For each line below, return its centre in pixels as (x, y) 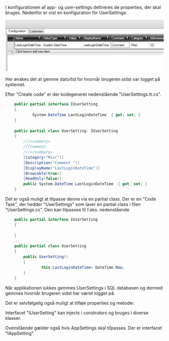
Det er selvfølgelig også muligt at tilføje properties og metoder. (70, 303)
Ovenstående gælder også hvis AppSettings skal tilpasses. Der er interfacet (84, 328)
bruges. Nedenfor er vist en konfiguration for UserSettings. (66, 13)
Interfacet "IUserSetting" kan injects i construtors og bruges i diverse (77, 313)
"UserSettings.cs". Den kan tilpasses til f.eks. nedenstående (67, 210)
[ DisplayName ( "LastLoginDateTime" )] (62, 168)
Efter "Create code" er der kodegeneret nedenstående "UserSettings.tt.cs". (83, 94)
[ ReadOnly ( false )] (43, 179)
